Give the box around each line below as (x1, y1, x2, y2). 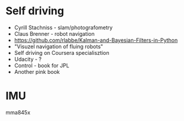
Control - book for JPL (14, 61, 70, 69)
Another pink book (14, 68, 60, 75)
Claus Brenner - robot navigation (14, 30, 95, 37)
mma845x (5, 108, 31, 116)
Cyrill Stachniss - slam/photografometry (14, 24, 113, 31)
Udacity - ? (14, 55, 42, 63)
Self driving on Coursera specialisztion (14, 49, 110, 56)
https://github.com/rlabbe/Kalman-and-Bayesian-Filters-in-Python (14, 36, 178, 44)
